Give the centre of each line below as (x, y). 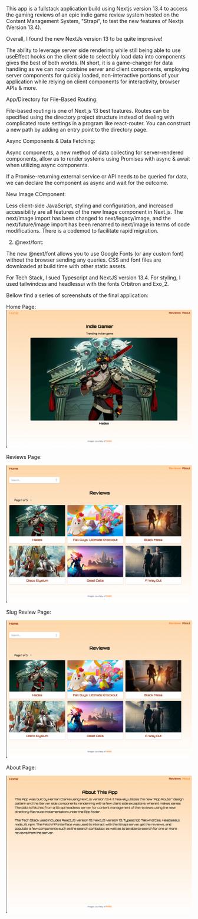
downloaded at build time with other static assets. (67, 266)
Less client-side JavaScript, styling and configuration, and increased (90, 206)
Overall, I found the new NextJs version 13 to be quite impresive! (84, 39)
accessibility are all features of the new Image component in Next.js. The (95, 212)
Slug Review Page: (29, 612)
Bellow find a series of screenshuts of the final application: (77, 295)
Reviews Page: (24, 457)
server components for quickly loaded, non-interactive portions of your (93, 75)
